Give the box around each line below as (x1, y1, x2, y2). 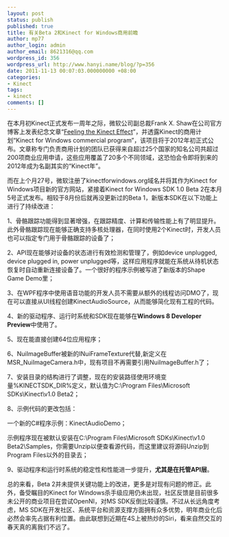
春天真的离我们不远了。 (7, 523, 73, 531)
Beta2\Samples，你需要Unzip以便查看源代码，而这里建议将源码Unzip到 (7, 442, 209, 450)
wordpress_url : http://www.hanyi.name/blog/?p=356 (7, 61, 155, 68)
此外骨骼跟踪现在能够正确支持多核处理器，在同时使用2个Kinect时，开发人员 (7, 225, 221, 233)
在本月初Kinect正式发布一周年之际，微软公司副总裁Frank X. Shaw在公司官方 (7, 119, 223, 127)
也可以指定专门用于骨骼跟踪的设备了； (7, 234, 115, 242)
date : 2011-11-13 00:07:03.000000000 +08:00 (7, 67, 136, 74)
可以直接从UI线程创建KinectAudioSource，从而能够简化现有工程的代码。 (12, 297, 218, 305)
